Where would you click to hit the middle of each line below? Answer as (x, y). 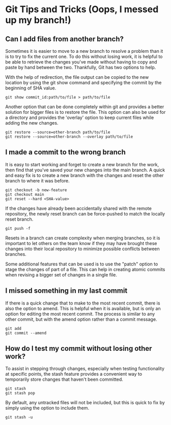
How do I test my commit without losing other (79, 348)
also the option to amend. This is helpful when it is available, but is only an (83, 308)
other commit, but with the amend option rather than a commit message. (81, 319)
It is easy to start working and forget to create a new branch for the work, (82, 164)
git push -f (18, 228)
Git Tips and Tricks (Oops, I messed (82, 9)
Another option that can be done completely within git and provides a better (85, 107)
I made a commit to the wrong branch (65, 152)
